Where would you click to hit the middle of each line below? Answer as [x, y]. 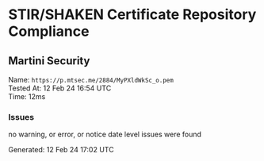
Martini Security [49, 61]
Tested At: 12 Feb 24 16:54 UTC [60, 88]
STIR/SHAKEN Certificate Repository [132, 15]
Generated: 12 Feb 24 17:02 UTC [61, 150]
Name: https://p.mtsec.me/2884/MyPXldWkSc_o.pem [91, 80]
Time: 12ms [27, 96]
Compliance [49, 31]
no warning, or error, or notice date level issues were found [105, 134]
